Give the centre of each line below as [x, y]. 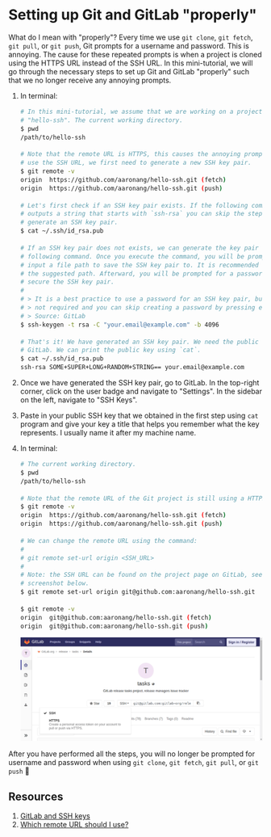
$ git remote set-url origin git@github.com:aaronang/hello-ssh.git [138, 592]
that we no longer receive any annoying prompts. [90, 80]
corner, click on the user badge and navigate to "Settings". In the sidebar [141, 391]
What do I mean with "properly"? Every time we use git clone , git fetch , [131, 37]
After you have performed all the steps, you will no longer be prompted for [132, 754]
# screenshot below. [54, 583]
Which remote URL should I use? [74, 825]
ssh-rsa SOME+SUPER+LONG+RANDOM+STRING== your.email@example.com [132, 368]
